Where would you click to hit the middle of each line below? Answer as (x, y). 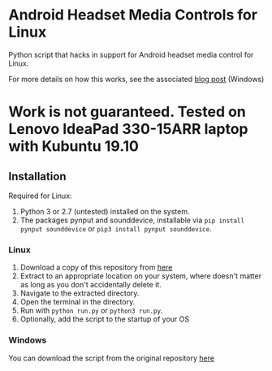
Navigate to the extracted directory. (80, 293)
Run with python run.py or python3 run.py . (91, 311)
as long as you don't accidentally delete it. (91, 285)
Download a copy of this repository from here (96, 267)
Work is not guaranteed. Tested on (127, 112)
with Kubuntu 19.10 (74, 147)
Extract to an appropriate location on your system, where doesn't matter (141, 276)
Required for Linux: (40, 196)
